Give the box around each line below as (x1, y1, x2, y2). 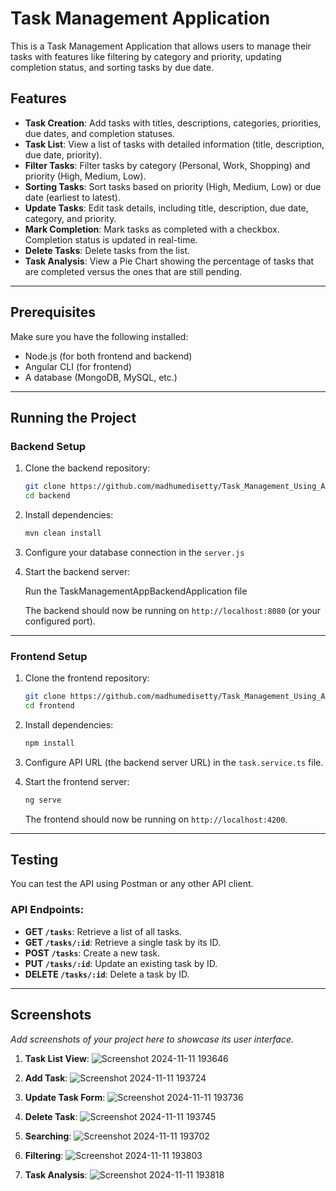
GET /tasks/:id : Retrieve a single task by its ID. (24, 936, 221, 948)
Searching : (24, 1130, 72, 1142)
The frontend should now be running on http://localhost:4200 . (24, 813, 288, 825)
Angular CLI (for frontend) (24, 360, 132, 372)
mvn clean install (24, 528, 102, 538)
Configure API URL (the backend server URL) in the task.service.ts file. (24, 756, 324, 768)
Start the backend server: (24, 565, 131, 577)
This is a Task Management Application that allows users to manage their (10, 40, 312, 52)
